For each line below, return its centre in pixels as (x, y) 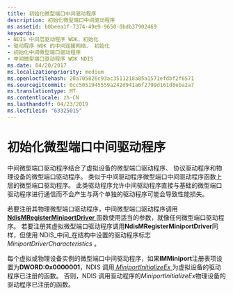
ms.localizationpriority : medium (56, 72)
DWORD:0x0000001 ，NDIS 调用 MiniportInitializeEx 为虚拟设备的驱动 (120, 267)
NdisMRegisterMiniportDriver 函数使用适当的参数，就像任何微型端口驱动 (113, 217)
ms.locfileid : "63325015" (45, 111)
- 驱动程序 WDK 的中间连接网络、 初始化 (58, 46)
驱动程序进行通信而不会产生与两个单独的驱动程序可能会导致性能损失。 (108, 194)
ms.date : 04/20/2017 (37, 65)
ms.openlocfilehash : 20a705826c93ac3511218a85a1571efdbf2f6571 (101, 78)
